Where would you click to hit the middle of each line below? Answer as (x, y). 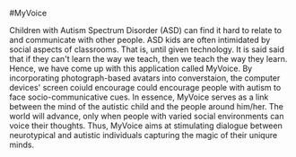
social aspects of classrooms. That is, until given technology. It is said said (147, 49)
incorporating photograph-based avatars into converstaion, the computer (145, 78)
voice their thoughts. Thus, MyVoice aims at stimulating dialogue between (146, 126)
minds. (22, 144)
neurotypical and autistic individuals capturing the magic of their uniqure (144, 135)
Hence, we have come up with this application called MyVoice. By (131, 68)
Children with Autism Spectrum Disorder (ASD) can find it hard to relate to (146, 30)
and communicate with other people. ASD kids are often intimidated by (140, 40)
